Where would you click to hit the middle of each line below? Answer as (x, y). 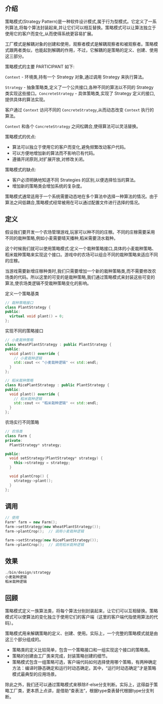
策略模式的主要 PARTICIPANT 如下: (40, 66)
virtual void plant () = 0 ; (37, 316)
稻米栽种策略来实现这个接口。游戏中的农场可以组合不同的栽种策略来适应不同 (81, 254)
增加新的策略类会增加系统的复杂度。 (48, 186)
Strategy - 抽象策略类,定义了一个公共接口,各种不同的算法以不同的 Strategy (79, 87)
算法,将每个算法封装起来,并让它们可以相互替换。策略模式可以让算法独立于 (83, 27)
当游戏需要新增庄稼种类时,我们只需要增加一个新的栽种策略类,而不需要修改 (79, 271)
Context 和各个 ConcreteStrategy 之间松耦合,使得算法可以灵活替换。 (73, 126)
